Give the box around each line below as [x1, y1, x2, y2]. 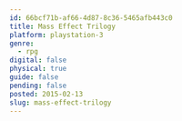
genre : [9, 38, 35, 48]
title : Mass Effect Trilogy [9, 22, 116, 31]
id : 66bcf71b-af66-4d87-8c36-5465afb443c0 [9, 13, 173, 23]
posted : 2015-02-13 [9, 89, 84, 98]
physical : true [9, 65, 67, 74]
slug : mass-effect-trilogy [9, 97, 112, 107]
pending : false [9, 81, 67, 90]
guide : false [9, 73, 59, 82]
